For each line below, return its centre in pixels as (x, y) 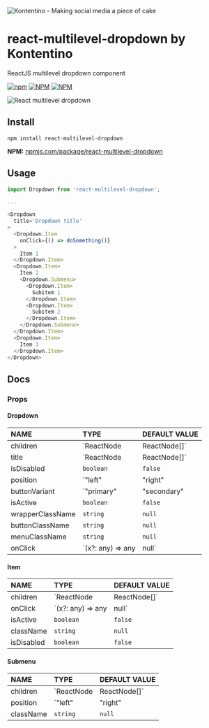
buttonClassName (40, 525)
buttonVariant (33, 491)
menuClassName (39, 537)
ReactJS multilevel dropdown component (66, 73)
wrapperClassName (43, 514)
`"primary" (100, 491)
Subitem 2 (46, 312)
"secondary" (163, 491)
